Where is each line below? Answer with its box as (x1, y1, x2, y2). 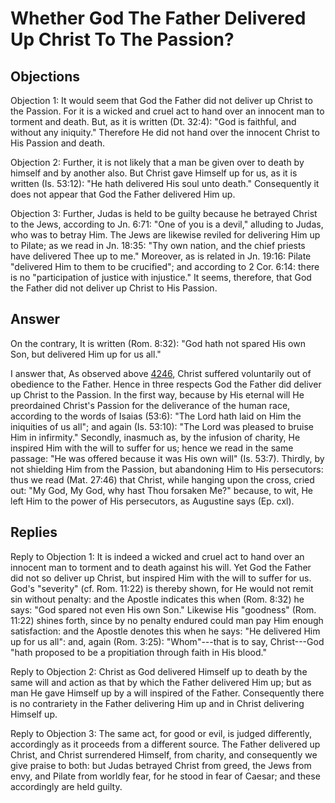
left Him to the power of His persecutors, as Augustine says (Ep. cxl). (10, 495, 295, 507)
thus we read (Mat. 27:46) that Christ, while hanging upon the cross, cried (10, 473, 315, 486)
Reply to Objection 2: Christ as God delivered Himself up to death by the (10, 665, 308, 677)
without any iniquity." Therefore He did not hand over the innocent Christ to (10, 127, 320, 138)
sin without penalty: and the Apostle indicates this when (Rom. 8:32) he (10, 593, 305, 605)
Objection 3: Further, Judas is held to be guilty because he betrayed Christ (10, 208, 318, 219)
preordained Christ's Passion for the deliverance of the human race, (10, 399, 291, 411)
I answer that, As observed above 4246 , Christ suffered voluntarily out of (10, 367, 312, 379)
